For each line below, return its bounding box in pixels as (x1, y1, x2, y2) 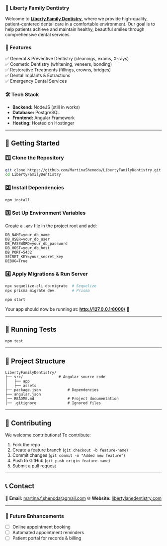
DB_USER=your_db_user (5, 237, 50, 242)
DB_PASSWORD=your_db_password (5, 241, 68, 246)
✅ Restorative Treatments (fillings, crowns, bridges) (5, 67, 111, 73)
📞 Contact (5, 482, 35, 490)
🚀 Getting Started (5, 139, 60, 147)
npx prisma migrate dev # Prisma (5, 288, 90, 293)
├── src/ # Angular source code (5, 375, 106, 380)
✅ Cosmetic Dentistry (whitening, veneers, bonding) (5, 61, 112, 67)
